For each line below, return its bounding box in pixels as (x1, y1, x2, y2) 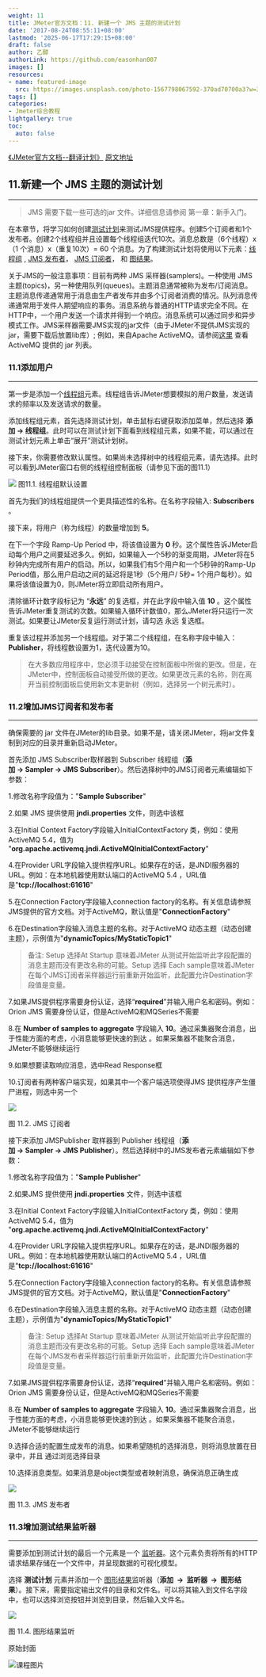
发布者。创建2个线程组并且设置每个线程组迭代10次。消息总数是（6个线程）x (8, 235, 257, 244)
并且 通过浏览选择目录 (28, 1451, 101, 1461)
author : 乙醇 (8, 48, 49, 56)
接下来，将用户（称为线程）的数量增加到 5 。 (8, 522, 154, 532)
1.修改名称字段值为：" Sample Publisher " (8, 1172, 141, 1182)
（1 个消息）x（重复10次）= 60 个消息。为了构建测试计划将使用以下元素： (8, 244, 249, 254)
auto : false (15, 129, 55, 137)
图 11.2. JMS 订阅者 (8, 1119, 71, 1129)
